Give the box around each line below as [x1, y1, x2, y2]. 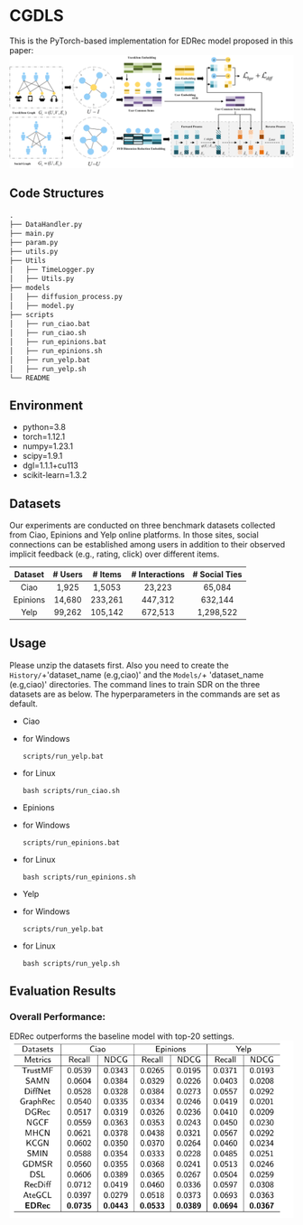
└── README [9, 373, 50, 382]
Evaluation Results [9, 984, 116, 999]
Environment [9, 397, 84, 413]
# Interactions [131, 568, 185, 579]
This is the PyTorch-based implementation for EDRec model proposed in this [9, 35, 294, 46]
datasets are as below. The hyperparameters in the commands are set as [9, 688, 280, 699]
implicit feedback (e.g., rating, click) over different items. [9, 548, 220, 560]
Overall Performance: [9, 1011, 106, 1024]
